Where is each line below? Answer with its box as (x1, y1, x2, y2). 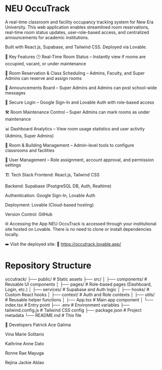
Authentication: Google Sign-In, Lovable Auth (5, 192, 96, 198)
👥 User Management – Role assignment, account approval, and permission (5, 157, 154, 163)
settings (5, 162, 21, 168)
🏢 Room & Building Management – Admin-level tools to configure (5, 142, 134, 148)
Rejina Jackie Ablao (5, 359, 45, 365)
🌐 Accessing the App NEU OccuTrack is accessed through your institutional (5, 221, 157, 226)
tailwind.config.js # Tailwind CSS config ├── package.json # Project (5, 307, 142, 313)
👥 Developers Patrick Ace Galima (5, 322, 71, 328)
